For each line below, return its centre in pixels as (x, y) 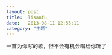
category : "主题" (27, 28)
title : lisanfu (26, 17)
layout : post (23, 12)
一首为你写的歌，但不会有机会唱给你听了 (56, 46)
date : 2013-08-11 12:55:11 (43, 23)
